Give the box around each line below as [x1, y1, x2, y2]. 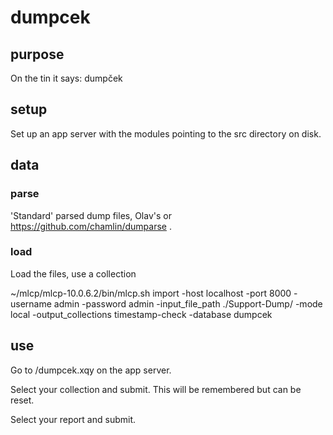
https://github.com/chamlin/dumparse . [10, 220, 172, 232]
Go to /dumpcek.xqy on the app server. [10, 364, 172, 376]
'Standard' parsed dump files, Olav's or [10, 209, 172, 221]
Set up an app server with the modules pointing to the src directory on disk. [10, 127, 322, 140]
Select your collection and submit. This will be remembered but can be [10, 383, 302, 395]
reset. [10, 394, 35, 406]
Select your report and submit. [10, 413, 137, 425]
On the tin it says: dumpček [10, 72, 123, 84]
